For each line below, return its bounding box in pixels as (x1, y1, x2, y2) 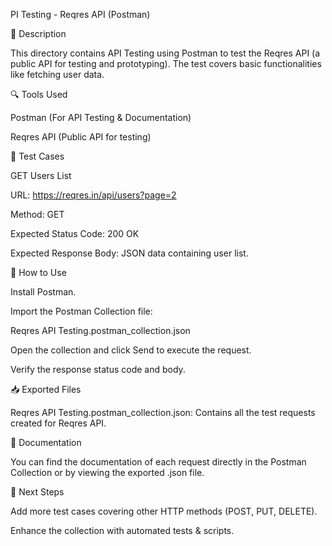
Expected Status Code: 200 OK (10, 228, 140, 239)
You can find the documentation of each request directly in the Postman (10, 456, 307, 468)
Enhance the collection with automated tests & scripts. (10, 525, 235, 536)
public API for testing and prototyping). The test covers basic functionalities (10, 58, 322, 69)
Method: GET (10, 209, 65, 220)
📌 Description (10, 28, 67, 39)
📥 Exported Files (10, 384, 82, 395)
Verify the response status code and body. (10, 364, 186, 375)
